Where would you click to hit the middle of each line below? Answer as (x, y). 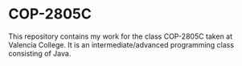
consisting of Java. (40, 53)
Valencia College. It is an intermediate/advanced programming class (121, 44)
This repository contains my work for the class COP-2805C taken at (121, 36)
